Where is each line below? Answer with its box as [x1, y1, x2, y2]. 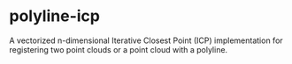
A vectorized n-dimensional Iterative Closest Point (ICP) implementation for [9, 35, 283, 46]
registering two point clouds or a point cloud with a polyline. [9, 44, 228, 54]
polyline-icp [9, 6, 100, 26]
